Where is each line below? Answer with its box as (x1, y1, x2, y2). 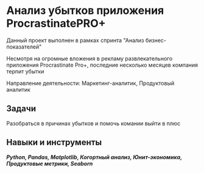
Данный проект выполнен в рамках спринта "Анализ (6, 36, 144, 44)
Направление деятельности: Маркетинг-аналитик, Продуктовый (6, 80, 175, 87)
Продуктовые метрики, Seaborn (6, 160, 93, 167)
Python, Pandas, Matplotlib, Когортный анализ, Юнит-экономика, (6, 153, 183, 161)
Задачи (6, 104, 37, 114)
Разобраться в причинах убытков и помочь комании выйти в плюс (6, 120, 181, 127)
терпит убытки (6, 67, 44, 75)
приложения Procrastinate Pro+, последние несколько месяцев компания (6, 61, 199, 69)
